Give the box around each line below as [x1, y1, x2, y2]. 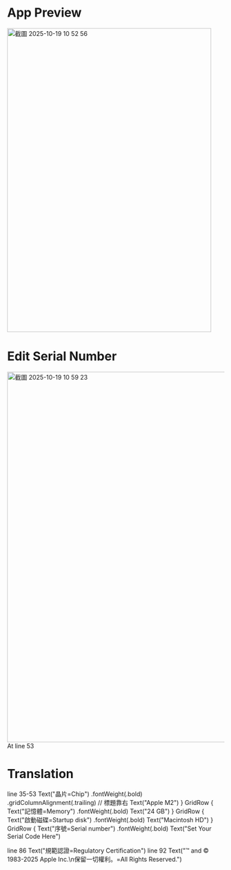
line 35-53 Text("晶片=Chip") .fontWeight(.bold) [7, 790, 143, 798]
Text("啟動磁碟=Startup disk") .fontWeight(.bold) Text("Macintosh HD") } [7, 815, 214, 824]
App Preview [7, 5, 82, 21]
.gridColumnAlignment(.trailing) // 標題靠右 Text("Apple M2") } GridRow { [7, 798, 214, 806]
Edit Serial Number [7, 349, 117, 364]
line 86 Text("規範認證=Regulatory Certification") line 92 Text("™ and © [7, 846, 209, 855]
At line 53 [7, 741, 34, 750]
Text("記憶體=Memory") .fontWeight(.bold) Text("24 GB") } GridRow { [7, 807, 205, 815]
